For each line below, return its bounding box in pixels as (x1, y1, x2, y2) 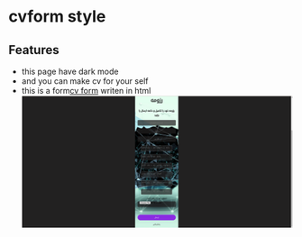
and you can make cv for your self (21, 76, 149, 87)
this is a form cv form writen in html (21, 86, 151, 96)
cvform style (8, 6, 106, 27)
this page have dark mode (21, 66, 119, 77)
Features (8, 42, 59, 58)
